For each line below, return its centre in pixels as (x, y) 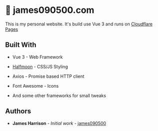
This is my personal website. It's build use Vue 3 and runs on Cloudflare (79, 24)
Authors (18, 111)
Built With (21, 45)
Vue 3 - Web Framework (38, 57)
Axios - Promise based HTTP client (48, 76)
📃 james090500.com (50, 10)
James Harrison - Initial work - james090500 (59, 123)
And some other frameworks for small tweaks (59, 95)
